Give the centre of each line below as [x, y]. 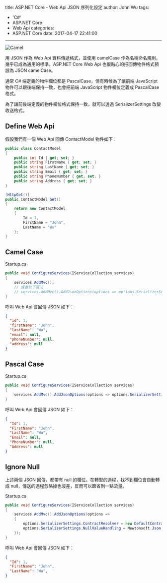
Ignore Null [23, 467]
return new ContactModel [40, 209]
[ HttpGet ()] [17, 195]
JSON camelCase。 [35, 70]
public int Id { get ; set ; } [44, 158]
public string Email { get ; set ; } [51, 172]
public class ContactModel [33, 148]
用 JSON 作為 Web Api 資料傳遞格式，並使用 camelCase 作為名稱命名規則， [83, 58]
